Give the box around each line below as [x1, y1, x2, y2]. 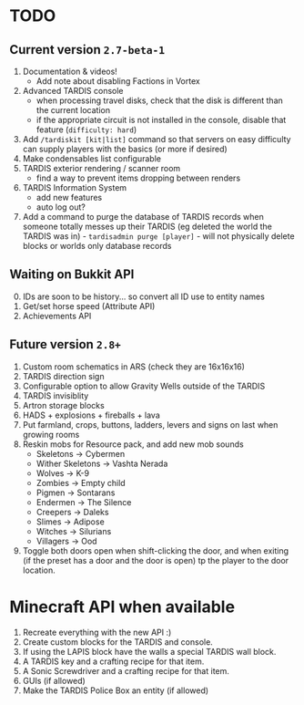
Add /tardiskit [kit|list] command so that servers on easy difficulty [22, 134, 291, 144]
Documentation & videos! [22, 66, 118, 77]
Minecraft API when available [9, 596, 235, 617]
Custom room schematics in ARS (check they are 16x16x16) [22, 361, 246, 372]
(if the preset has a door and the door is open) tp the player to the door [22, 555, 289, 565]
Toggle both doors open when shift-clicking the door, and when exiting [22, 544, 289, 556]
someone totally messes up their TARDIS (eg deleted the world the [22, 221, 273, 232]
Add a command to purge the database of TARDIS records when [22, 212, 264, 222]
